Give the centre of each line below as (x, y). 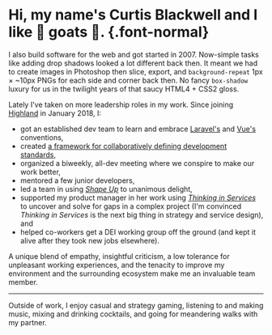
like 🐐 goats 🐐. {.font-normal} (109, 32)
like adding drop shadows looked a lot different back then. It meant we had (133, 63)
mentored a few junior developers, (77, 180)
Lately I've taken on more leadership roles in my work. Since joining (121, 104)
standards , (38, 155)
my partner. (28, 322)
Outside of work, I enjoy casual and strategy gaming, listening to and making (136, 305)
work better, (40, 172)
